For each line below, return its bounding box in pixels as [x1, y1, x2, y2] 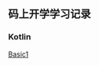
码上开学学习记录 [8, 7, 91, 21]
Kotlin [8, 31, 31, 42]
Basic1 [8, 49, 29, 59]
